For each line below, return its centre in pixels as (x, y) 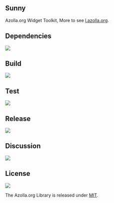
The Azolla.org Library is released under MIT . (52, 195)
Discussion (23, 146)
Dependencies (28, 36)
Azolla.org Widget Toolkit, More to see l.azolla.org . (57, 20)
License (18, 174)
